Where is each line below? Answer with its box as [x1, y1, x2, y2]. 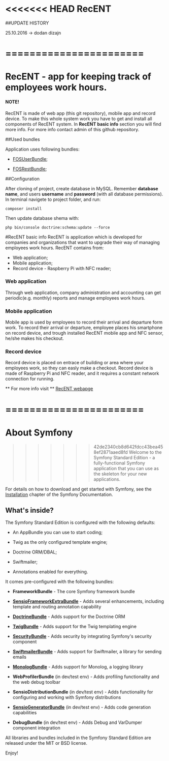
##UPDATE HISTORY [5, 20, 49, 26]
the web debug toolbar [12, 679, 61, 685]
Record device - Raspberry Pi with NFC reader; [12, 265, 112, 271]
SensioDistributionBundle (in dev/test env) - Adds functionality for [12, 689, 153, 695]
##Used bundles [5, 136, 40, 142]
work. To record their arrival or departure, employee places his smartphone [5, 325, 163, 331]
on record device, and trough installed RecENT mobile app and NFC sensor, [5, 330, 163, 336]
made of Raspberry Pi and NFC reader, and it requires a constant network [5, 370, 159, 376]
